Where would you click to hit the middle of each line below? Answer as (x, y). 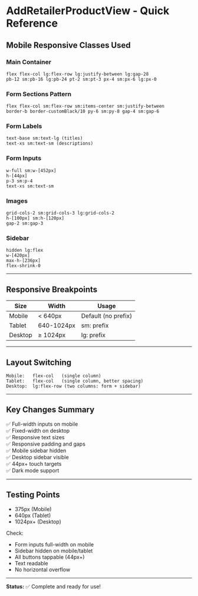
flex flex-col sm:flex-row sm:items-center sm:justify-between (85, 106)
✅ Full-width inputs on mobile (42, 424)
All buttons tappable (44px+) (49, 557)
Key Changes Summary (50, 410)
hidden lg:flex (25, 251)
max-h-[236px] (24, 261)
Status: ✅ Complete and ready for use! (54, 586)
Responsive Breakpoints (52, 289)
